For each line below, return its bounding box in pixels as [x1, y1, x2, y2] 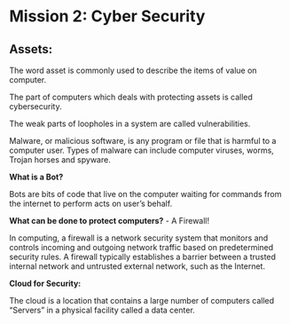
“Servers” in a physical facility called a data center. [9, 304, 195, 315]
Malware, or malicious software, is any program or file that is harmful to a [9, 136, 277, 146]
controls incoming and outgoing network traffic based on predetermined [9, 242, 274, 252]
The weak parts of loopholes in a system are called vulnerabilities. [9, 118, 251, 129]
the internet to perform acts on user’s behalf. [9, 198, 173, 209]
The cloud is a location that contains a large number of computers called [9, 296, 275, 305]
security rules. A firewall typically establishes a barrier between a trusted [9, 251, 277, 262]
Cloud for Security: [9, 278, 82, 288]
